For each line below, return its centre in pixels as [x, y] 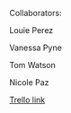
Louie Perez [31, 30]
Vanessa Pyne [36, 48]
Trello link [27, 100]
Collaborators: [35, 13]
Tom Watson [32, 65]
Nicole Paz [29, 83]
